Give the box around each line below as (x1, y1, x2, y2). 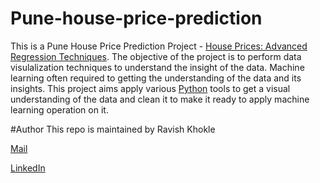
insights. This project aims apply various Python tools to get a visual (10, 82, 291, 94)
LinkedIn (10, 162, 46, 174)
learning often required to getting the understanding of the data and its (10, 72, 302, 84)
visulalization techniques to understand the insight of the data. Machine (10, 61, 305, 73)
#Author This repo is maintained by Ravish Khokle (10, 123, 216, 135)
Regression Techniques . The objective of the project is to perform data (10, 50, 302, 62)
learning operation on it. (10, 103, 109, 116)
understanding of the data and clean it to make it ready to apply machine (10, 93, 310, 105)
